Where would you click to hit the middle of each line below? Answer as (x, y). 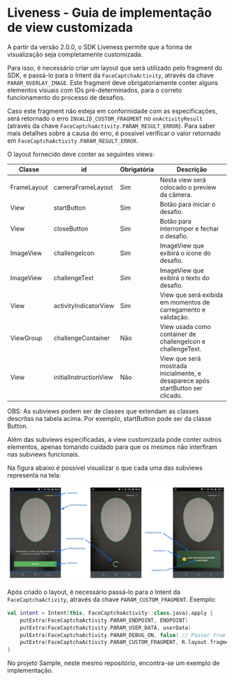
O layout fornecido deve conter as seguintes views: (81, 154)
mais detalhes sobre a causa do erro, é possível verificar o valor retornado (114, 133)
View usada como (185, 327)
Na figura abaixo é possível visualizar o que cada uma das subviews (105, 468)
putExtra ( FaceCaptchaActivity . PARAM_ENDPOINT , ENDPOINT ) (104, 620)
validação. (174, 317)
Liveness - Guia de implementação (110, 13)
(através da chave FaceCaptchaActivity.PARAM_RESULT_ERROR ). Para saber (111, 125)
